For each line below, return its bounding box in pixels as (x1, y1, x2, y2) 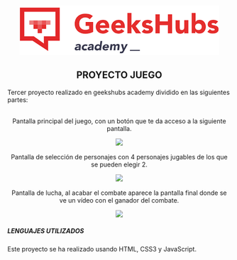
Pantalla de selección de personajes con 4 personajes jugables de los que (10, 152, 228, 161)
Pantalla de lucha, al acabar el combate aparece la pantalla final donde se (11, 188, 227, 197)
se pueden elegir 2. (91, 160, 148, 169)
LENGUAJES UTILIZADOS (7, 227, 84, 235)
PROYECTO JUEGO (76, 69, 162, 81)
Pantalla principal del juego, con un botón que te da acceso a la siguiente (12, 116, 226, 125)
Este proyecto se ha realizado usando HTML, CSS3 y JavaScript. (7, 244, 197, 253)
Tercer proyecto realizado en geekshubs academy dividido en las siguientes (7, 88, 231, 96)
